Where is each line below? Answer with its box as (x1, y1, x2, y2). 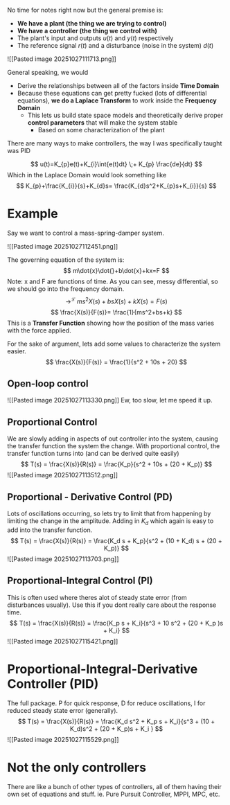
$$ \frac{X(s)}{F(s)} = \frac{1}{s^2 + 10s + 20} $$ (45, 357, 188, 366)
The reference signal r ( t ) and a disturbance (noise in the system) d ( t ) (17, 42, 214, 49)
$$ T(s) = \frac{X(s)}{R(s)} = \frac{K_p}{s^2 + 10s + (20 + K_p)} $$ (20, 460, 213, 468)
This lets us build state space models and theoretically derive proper (27, 111, 224, 119)
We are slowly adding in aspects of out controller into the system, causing (7, 434, 218, 443)
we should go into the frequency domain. (7, 284, 125, 293)
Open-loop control (7, 378, 89, 389)
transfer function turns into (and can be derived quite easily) (7, 450, 179, 458)
